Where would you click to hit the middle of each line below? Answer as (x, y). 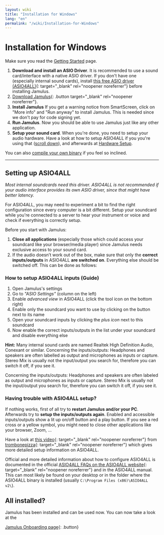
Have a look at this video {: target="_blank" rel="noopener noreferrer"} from (81, 439)
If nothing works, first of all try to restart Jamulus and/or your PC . (72, 409)
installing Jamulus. (31, 92)
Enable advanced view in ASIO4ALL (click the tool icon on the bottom (82, 299)
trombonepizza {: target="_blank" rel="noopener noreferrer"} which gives (79, 444)
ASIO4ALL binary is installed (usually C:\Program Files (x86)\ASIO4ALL (77, 480)
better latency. (20, 195)
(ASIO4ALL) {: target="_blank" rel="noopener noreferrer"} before (77, 86)
